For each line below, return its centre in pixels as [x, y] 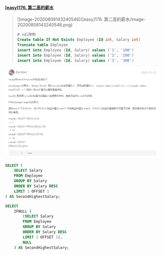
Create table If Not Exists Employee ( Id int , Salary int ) [79, 40]
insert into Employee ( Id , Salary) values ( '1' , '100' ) [75, 50]
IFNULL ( [23, 211]
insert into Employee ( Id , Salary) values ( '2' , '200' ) [75, 55]
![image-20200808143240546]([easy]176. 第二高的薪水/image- [81, 19]
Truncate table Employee [42, 45]
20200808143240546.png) [45, 25]
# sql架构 [26, 34]
